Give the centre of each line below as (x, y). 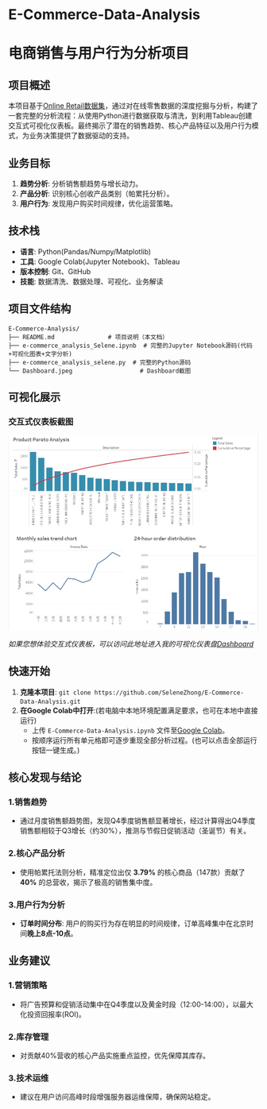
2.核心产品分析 (37, 853)
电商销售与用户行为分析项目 (99, 54)
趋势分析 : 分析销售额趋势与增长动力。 (81, 184)
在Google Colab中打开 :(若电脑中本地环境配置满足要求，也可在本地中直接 (139, 710)
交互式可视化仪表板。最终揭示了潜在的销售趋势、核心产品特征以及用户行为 (130, 126)
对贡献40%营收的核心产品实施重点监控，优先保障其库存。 (115, 1055)
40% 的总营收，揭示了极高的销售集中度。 (88, 882)
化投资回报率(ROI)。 (52, 1014)
